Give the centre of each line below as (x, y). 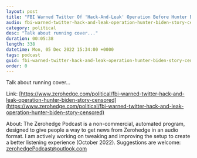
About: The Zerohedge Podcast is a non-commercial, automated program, (96, 124)
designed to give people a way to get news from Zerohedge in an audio (92, 130)
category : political (31, 28)
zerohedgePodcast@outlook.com (47, 149)
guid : (13, 60)
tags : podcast (23, 55)
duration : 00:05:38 (30, 39)
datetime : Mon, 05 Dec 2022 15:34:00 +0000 (60, 50)
